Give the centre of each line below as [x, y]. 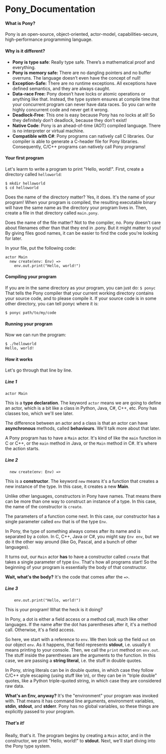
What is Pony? [20, 23]
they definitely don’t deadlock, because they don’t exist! [70, 120]
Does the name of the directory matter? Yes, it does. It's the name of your [80, 197]
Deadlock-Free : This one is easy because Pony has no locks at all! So [83, 115]
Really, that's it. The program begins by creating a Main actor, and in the [78, 736]
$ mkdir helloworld [25, 183]
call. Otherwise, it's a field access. [40, 630]
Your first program [25, 158]
